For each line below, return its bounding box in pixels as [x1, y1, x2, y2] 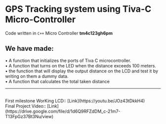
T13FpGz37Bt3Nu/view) [5, 113, 54, 119]
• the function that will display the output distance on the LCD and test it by [5, 68, 159, 74]
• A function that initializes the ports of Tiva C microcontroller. [5, 58, 131, 63]
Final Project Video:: [5, 103, 46, 109]
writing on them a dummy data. [5, 73, 69, 79]
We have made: [5, 44, 54, 53]
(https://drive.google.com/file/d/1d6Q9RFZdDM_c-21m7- [5, 108, 121, 114]
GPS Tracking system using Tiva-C [5, 3, 152, 15]
